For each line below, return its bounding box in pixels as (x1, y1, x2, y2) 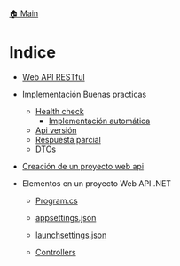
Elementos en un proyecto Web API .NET (21, 177, 171, 189)
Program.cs (35, 195, 78, 206)
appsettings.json (35, 212, 97, 223)
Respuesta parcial (35, 134, 102, 145)
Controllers (35, 246, 77, 257)
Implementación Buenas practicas (21, 89, 147, 99)
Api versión (35, 124, 77, 136)
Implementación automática (48, 115, 151, 126)
